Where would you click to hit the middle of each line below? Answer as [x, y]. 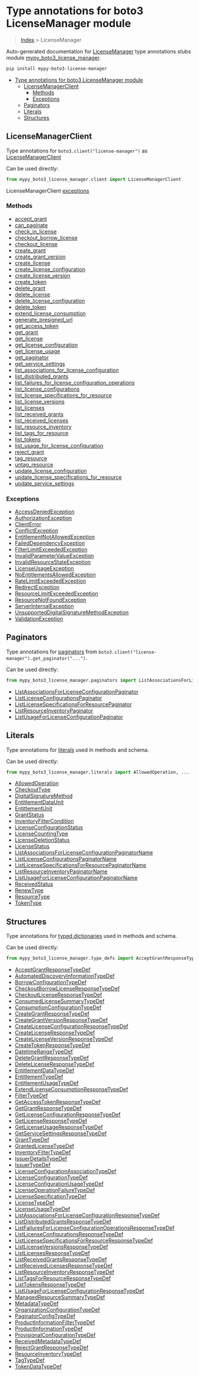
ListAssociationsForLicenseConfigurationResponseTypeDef [87, 1215]
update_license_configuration [51, 471]
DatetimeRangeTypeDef [44, 1052]
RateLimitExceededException [50, 581]
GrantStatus [29, 815]
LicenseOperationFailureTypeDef [55, 1190]
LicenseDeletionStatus [42, 840]
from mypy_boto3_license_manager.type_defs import [70, 959]
